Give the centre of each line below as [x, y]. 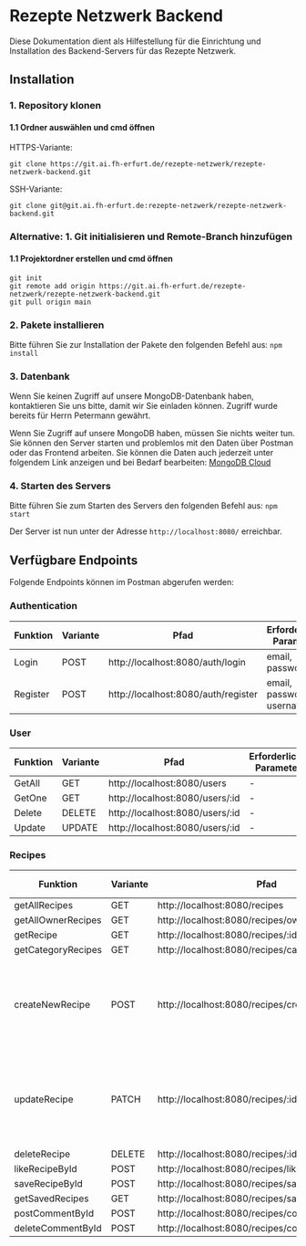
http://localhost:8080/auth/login [177, 662]
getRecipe [36, 935]
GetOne [31, 798]
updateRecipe [44, 1099]
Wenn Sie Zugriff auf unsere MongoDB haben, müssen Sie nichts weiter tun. [153, 434]
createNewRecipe [52, 1005]
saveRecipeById [49, 1184]
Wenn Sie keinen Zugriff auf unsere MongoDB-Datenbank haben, [132, 396]
